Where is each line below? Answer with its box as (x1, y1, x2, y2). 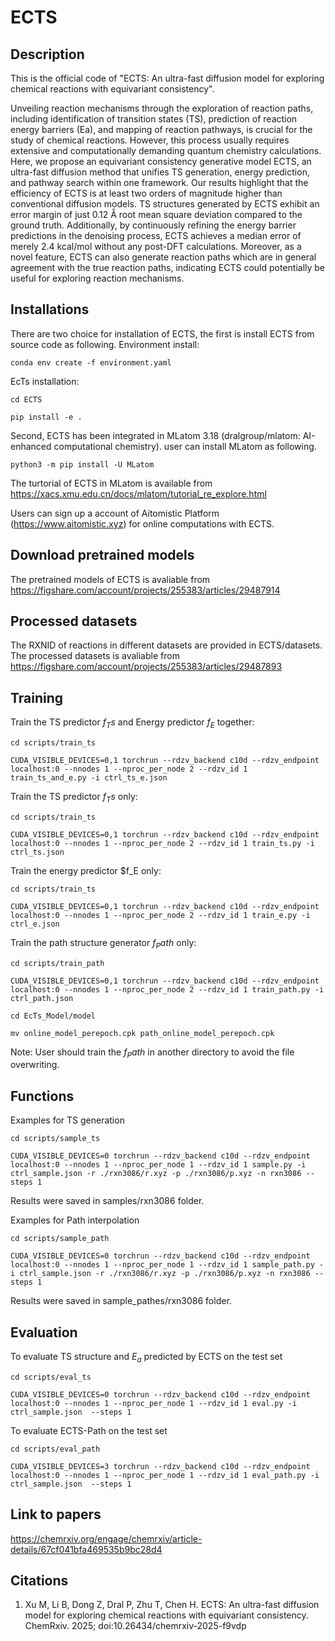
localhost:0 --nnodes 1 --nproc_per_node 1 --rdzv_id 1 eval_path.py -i (10, 1470, 320, 1480)
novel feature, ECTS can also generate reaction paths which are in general (10, 251, 317, 263)
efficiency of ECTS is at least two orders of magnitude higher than (10, 187, 283, 199)
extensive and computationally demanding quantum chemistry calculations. (10, 145, 322, 156)
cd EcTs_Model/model (10, 1011, 97, 1021)
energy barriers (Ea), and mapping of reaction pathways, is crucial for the (10, 124, 313, 135)
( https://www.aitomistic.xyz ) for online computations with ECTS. (10, 517, 275, 530)
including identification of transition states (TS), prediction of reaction (10, 113, 298, 125)
